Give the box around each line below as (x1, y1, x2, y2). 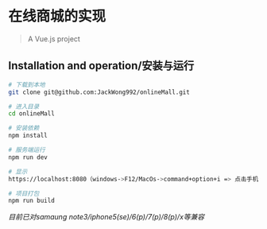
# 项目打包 (8, 189, 40, 197)
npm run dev (8, 153, 48, 161)
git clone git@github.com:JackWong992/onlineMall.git (8, 88, 191, 96)
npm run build (8, 196, 56, 205)
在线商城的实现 (8, 7, 106, 25)
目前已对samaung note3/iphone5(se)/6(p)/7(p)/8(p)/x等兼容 (8, 212, 205, 222)
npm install (8, 132, 48, 140)
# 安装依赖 (8, 124, 40, 132)
